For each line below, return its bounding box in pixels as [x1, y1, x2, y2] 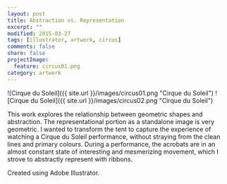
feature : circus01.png [13, 63, 80, 70]
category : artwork [7, 69, 61, 76]
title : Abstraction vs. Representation [7, 17, 125, 24]
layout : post [7, 10, 46, 18]
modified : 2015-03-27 [7, 30, 71, 37]
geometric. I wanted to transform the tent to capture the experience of [7, 125, 211, 133]
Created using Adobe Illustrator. [7, 168, 100, 177]
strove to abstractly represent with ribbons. [7, 154, 133, 163]
